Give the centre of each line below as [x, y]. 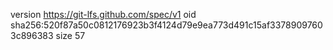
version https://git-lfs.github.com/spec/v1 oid [103, 14]
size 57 [70, 35]
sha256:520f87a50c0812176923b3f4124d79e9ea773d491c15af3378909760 [166, 25]
